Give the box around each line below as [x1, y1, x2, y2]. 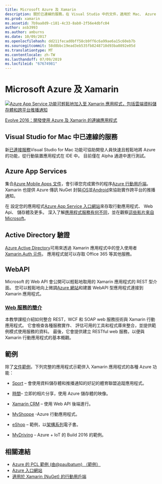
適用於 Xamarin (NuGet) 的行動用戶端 [12, 474, 86, 480]
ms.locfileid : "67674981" [5, 61, 57, 66]
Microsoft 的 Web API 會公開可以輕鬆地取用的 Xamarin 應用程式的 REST [5, 279, 148, 285]
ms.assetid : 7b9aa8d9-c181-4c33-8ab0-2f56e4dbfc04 [5, 20, 110, 26]
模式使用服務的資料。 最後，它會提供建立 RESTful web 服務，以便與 [9, 328, 145, 334]
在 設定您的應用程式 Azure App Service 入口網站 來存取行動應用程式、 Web [5, 203, 153, 209]
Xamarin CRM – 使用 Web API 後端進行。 [12, 401, 94, 407]
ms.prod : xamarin [5, 16, 40, 21]
